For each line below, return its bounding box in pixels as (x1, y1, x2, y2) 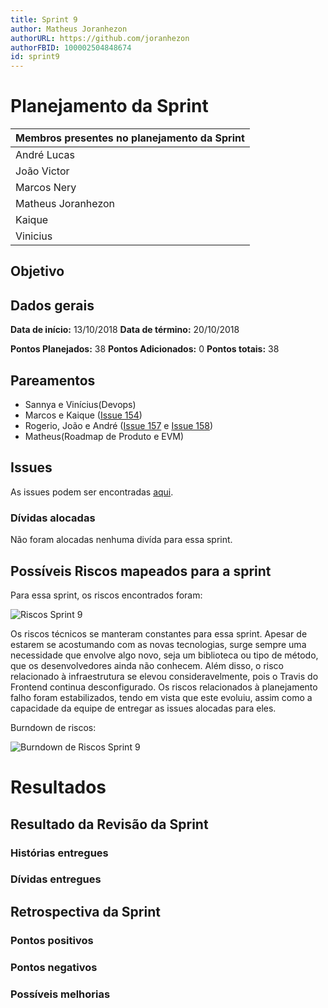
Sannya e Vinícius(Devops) (24, 399, 137, 411)
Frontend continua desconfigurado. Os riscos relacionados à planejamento (10, 681, 318, 693)
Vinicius (15, 229, 53, 243)
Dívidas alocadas (10, 511, 96, 525)
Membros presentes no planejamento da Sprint (15, 131, 245, 145)
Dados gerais (10, 297, 95, 314)
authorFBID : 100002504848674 (10, 42, 132, 53)
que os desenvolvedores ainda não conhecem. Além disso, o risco (10, 660, 285, 671)
